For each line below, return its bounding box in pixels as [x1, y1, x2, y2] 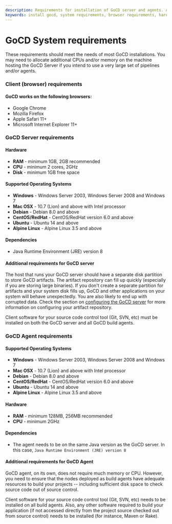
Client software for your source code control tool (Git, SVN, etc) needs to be [5, 497, 166, 503]
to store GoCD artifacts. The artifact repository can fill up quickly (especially [5, 277, 166, 283]
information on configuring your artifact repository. [5, 304, 113, 311]
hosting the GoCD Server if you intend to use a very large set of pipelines [5, 62, 160, 68]
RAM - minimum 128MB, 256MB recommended [12, 412, 113, 419]
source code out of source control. [5, 486, 79, 493]
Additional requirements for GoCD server [5, 260, 95, 266]
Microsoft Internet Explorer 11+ [12, 121, 78, 128]
